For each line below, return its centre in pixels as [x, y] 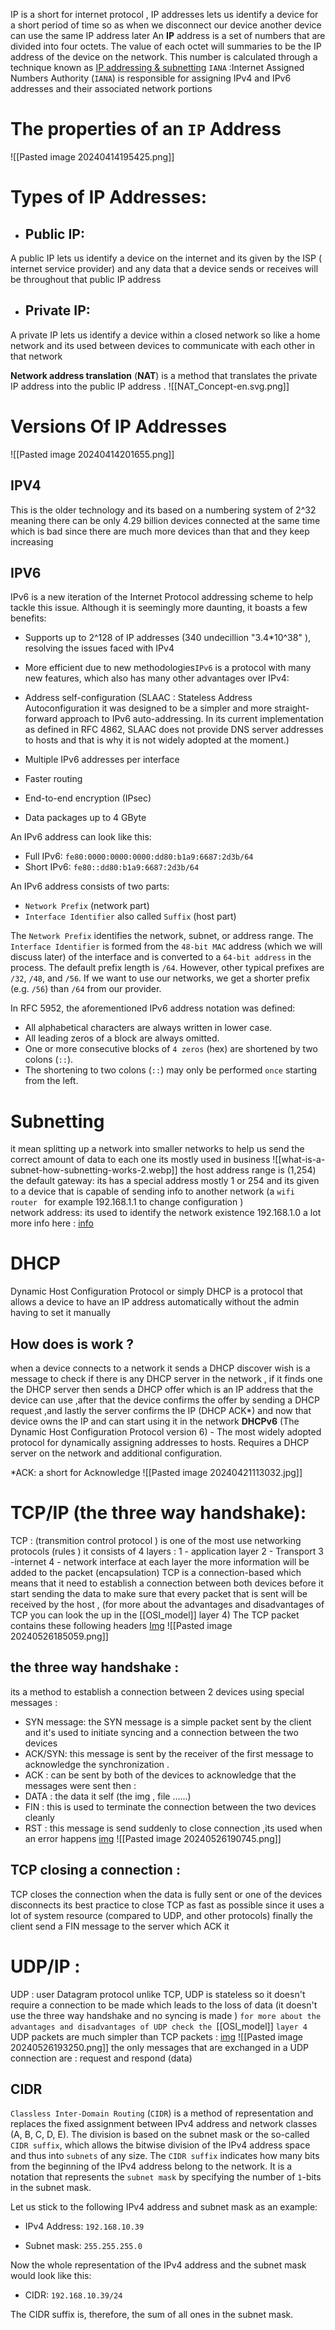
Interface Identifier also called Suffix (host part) [130, 916]
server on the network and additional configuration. [116, 1453]
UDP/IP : [45, 1966]
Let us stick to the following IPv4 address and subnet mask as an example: [164, 2207]
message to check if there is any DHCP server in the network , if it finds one [166, 1378]
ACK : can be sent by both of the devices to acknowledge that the [160, 1775]
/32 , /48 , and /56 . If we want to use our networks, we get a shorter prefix [160, 978]
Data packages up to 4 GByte [85, 818]
